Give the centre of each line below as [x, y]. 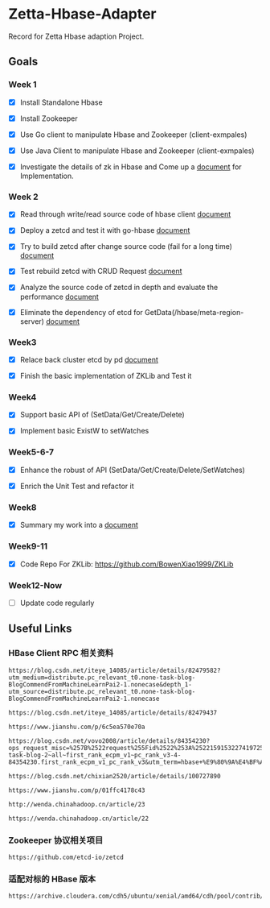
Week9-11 [28, 546]
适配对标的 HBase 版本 [52, 879]
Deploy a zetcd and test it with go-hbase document [105, 230]
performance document [59, 296]
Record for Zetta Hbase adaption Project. [76, 36]
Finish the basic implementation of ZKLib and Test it [106, 375]
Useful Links [40, 629]
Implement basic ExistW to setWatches [84, 431]
